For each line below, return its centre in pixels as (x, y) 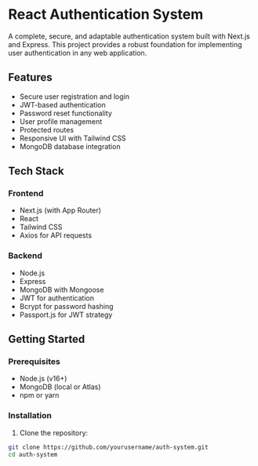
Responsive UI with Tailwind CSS (73, 138)
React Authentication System (106, 15)
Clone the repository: (54, 432)
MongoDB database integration (70, 146)
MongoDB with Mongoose (62, 289)
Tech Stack (36, 171)
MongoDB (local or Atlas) (60, 387)
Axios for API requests (56, 235)
